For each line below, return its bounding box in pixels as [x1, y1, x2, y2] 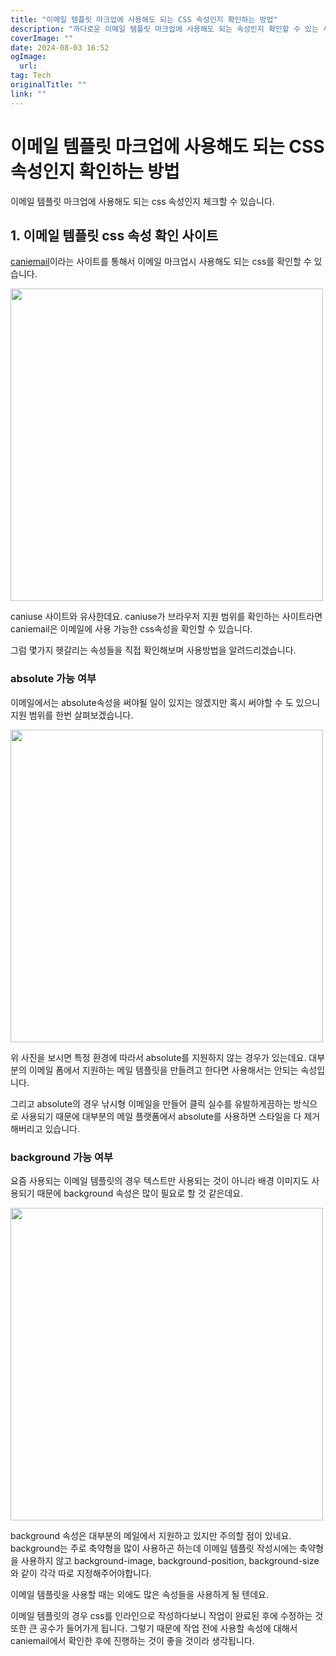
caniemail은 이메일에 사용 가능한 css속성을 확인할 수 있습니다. [10, 623, 253, 635]
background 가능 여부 [10, 1150, 113, 1164]
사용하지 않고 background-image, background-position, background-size [20, 1554, 320, 1566]
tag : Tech [10, 71, 52, 81]
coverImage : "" [10, 33, 74, 43]
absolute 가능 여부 [10, 672, 97, 686]
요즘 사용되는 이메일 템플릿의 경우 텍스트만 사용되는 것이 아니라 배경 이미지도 [10, 1174, 310, 1186]
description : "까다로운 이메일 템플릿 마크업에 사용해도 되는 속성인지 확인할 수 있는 [10, 24, 319, 34]
